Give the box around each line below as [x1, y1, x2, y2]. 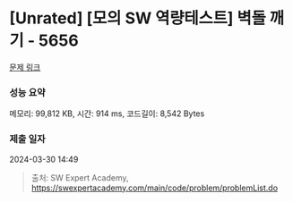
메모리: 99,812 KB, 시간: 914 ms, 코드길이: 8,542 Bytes [9, 108, 205, 119]
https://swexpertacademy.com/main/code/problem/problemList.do [30, 182, 279, 193]
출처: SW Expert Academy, [30, 172, 129, 183]
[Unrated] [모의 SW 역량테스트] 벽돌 [9, 8, 266, 29]
